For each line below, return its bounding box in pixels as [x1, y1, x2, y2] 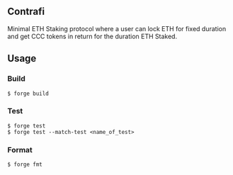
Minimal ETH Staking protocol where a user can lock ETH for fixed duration [7, 24, 227, 33]
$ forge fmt [7, 161, 42, 169]
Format [7, 145, 33, 154]
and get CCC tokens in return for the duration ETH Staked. [7, 32, 178, 40]
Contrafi [7, 6, 45, 18]
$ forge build [7, 90, 50, 97]
